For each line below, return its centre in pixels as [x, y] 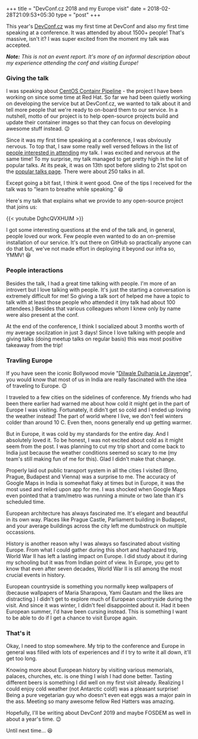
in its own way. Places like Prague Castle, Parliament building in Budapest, [97, 519]
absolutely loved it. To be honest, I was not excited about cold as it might [95, 440]
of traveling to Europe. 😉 [37, 385]
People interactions [35, 270]
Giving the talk [27, 78]
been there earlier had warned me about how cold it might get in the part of [98, 403]
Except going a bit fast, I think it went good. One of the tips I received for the [99, 183]
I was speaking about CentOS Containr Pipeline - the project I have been [95, 91]
